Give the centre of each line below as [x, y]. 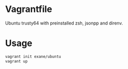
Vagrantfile [29, 9]
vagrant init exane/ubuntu [33, 56]
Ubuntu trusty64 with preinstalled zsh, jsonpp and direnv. [64, 23]
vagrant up [16, 61]
